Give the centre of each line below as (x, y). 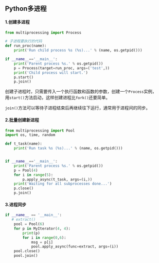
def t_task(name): (24, 144)
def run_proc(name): (26, 46)
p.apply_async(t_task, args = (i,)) (57, 179)
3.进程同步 (16, 204)
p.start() (24, 77)
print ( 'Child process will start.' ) (51, 73)
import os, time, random (30, 135)
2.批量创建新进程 (22, 120)
